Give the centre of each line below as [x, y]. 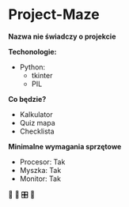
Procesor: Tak [42, 162]
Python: [32, 67]
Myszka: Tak [40, 170]
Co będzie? [27, 99]
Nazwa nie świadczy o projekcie [62, 36]
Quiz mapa [37, 122]
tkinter [42, 75]
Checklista [37, 131]
